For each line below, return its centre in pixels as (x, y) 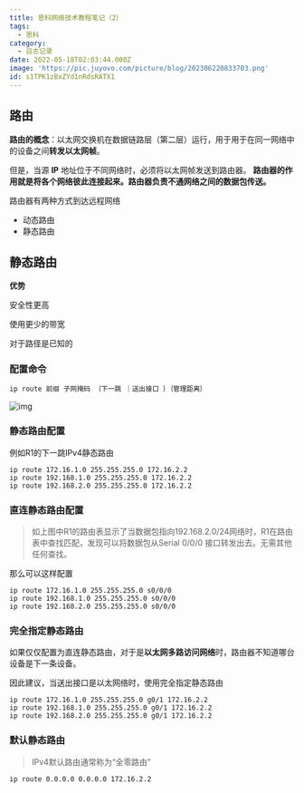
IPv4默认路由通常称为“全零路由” (91, 761)
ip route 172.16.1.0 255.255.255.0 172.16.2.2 (99, 469)
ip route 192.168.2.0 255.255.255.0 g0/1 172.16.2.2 (111, 716)
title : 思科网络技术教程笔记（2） (66, 18)
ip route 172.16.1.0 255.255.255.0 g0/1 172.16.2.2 (109, 700)
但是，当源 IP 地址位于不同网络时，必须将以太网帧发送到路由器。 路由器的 (147, 169)
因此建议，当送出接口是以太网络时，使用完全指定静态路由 (116, 683)
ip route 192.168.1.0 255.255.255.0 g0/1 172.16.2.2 (111, 708)
